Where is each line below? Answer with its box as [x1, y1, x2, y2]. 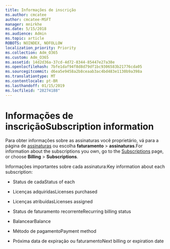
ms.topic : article [5, 36, 44, 41]
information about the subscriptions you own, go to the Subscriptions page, [5, 148, 164, 154]
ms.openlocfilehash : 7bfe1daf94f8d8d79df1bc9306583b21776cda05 [5, 64, 143, 69]
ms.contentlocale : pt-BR [5, 78, 58, 84]
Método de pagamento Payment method [12, 228, 97, 234]
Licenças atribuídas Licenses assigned [12, 199, 93, 205]
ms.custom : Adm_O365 [5, 54, 49, 60]
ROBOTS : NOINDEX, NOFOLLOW [5, 41, 63, 46]
